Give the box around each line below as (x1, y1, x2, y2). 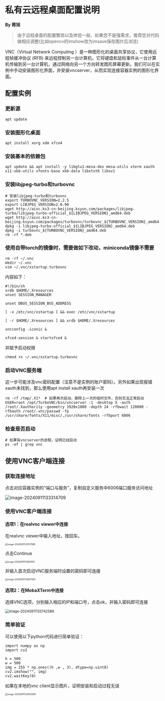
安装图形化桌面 (5, 129, 41, 136)
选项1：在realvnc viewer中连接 (5, 521, 68, 527)
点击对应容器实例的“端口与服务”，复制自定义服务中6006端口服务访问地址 (5, 485, 153, 491)
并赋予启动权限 (5, 344, 35, 350)
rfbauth (5, 409, 21, 414)
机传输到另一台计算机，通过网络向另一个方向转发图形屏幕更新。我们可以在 (5, 61, 156, 67)
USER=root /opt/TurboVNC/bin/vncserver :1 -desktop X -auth (5, 400, 131, 405)
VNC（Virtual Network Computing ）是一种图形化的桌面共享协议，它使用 (5, 49, 153, 55)
